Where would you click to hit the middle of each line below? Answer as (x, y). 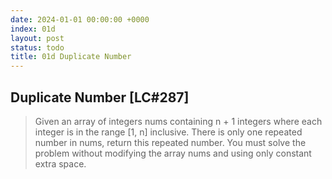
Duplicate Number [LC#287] (100, 97)
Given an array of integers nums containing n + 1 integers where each (178, 121)
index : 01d (33, 29)
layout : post (37, 38)
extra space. (60, 163)
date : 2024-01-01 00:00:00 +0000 (80, 19)
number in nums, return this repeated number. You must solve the (170, 142)
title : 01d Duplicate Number (71, 57)
